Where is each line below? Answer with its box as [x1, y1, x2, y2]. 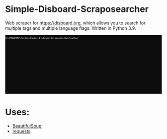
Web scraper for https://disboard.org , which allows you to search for [5, 20, 146, 26]
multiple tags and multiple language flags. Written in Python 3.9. [5, 25, 136, 31]
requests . [12, 128, 32, 134]
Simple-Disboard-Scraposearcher [5, 3, 149, 15]
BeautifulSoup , [12, 123, 43, 129]
